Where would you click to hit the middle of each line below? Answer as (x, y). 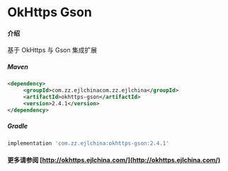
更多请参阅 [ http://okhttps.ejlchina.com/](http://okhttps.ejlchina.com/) (114, 160)
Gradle (18, 126)
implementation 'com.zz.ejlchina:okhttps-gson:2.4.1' (89, 143)
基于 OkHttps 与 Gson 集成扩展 (52, 50)
